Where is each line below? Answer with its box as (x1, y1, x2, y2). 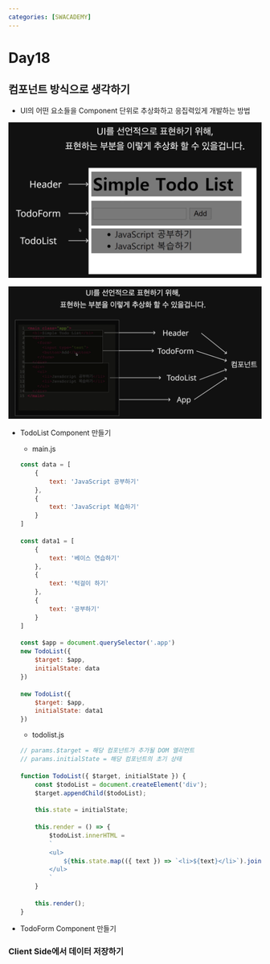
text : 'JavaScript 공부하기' (49, 478, 140, 486)
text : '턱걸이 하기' (49, 580, 110, 588)
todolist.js (31, 730, 64, 740)
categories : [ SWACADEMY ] (8, 13, 92, 21)
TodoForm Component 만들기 (19, 923, 117, 933)
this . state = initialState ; (35, 806, 129, 814)
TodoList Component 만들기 (19, 428, 112, 438)
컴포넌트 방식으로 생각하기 (8, 83, 130, 97)
